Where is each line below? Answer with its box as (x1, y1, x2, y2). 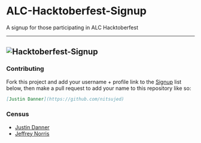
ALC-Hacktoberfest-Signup (6, 4, 147, 18)
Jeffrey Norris (14, 130, 50, 137)
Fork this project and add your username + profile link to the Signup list (6, 78, 182, 85)
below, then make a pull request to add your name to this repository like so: (6, 85, 191, 92)
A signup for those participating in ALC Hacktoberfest (6, 24, 139, 31)
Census (6, 110, 29, 119)
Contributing (6, 64, 44, 73)
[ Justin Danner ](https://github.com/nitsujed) (6, 96, 124, 102)
